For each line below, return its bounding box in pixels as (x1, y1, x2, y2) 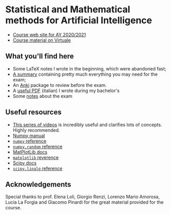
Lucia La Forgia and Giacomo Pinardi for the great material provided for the (5, 199, 164, 205)
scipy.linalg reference (12, 165, 63, 171)
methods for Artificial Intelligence (5, 14, 153, 26)
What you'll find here (5, 52, 74, 61)
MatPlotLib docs (12, 149, 48, 155)
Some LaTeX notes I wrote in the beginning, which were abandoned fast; (12, 65, 166, 71)
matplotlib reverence (12, 154, 59, 160)
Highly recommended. (12, 127, 60, 133)
